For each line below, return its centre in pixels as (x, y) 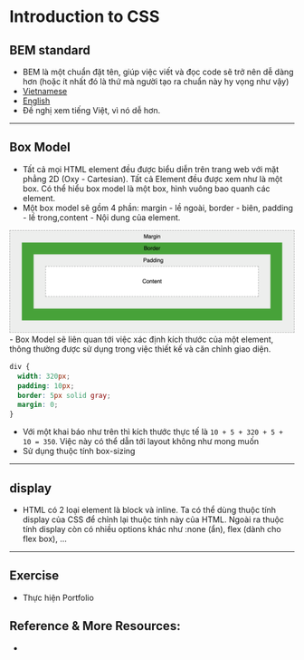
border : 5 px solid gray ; (64, 395)
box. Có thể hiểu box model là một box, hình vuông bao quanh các (146, 189)
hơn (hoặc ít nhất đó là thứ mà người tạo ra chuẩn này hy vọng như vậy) (156, 82)
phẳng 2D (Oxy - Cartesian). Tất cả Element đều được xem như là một (152, 179)
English (36, 101)
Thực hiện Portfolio (58, 597)
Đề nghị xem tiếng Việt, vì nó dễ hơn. (91, 110)
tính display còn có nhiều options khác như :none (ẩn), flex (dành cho (152, 529)
